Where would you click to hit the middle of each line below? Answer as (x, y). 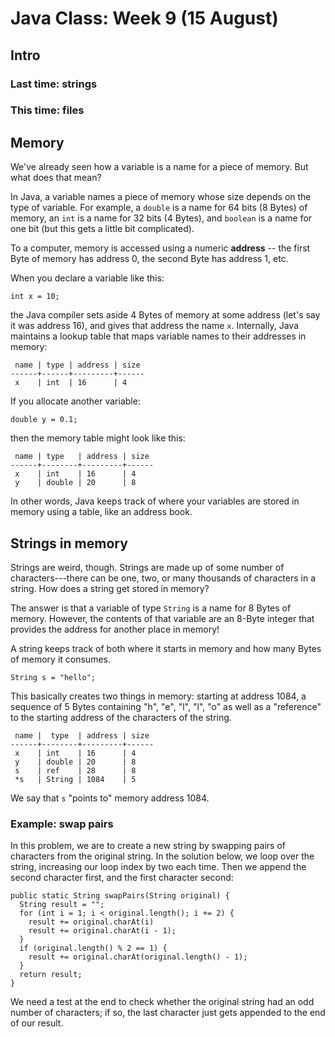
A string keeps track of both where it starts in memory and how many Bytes (166, 649)
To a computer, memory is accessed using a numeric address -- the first (160, 248)
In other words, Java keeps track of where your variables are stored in (155, 501)
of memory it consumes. (60, 659)
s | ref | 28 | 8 (75, 771)
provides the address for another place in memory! (115, 629)
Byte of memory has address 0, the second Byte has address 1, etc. (149, 259)
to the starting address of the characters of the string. (121, 718)
